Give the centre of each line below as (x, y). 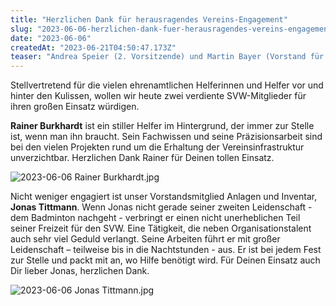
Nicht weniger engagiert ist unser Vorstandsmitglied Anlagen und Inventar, (164, 197)
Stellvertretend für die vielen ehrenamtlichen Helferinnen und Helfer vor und (167, 85)
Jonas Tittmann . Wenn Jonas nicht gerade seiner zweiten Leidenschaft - (161, 207)
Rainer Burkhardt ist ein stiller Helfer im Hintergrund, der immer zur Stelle (162, 126)
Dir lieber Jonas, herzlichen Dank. (80, 271)
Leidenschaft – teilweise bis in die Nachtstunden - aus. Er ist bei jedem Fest (166, 250)
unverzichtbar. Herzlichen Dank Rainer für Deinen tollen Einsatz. (142, 158)
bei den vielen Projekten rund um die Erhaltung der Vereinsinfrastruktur (157, 147)
